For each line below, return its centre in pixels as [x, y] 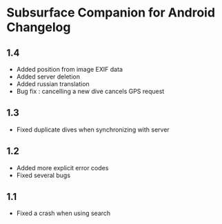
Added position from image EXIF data [70, 69]
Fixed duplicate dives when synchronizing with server [93, 130]
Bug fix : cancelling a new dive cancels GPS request [90, 91]
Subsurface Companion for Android [111, 13]
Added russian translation [53, 84]
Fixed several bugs [43, 175]
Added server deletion [48, 77]
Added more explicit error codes [62, 167]
